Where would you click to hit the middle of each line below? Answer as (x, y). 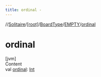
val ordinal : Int (20, 69)
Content (14, 64)
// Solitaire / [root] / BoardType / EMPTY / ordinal (50, 24)
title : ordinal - (23, 10)
